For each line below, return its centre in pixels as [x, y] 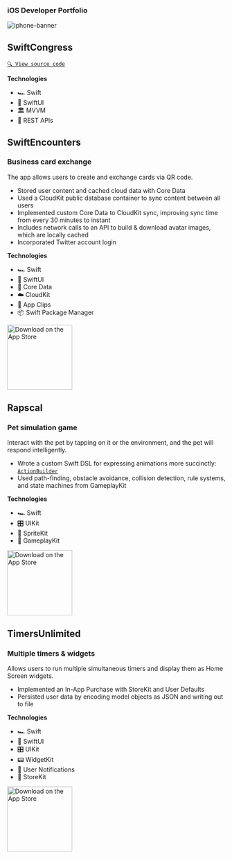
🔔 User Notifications [46, 769]
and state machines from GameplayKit [72, 486]
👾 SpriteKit [33, 534]
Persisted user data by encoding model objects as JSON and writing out [120, 697]
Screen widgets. [30, 676]
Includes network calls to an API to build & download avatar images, [114, 227]
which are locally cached [53, 235]
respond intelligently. [37, 450]
